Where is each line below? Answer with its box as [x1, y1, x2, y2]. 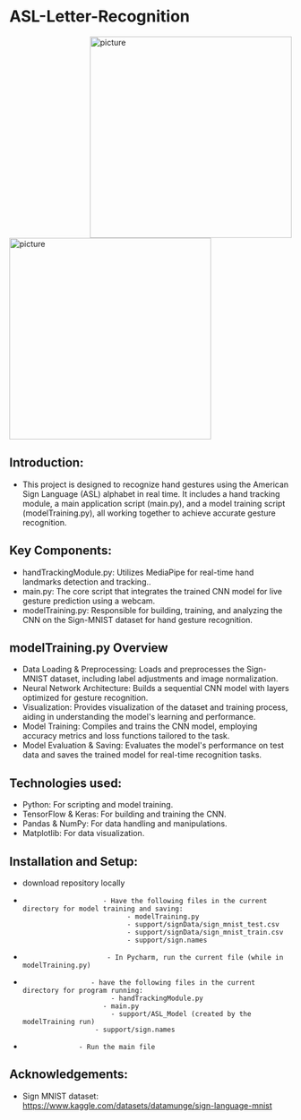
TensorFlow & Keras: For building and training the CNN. [21, 808, 227, 820]
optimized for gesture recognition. [21, 692, 149, 704]
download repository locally [21, 877, 125, 888]
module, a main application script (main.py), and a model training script [21, 498, 286, 509]
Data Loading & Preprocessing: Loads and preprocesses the [21, 664, 245, 675]
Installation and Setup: [9, 853, 139, 869]
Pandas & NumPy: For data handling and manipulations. [21, 818, 228, 829]
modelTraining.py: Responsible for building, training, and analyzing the [21, 604, 283, 615]
